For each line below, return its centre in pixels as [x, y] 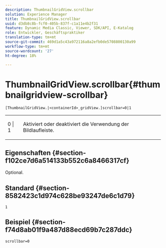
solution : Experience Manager [36, 14]
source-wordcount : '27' [30, 51]
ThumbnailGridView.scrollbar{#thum [83, 84]
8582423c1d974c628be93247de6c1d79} [70, 196]
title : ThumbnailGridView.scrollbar [43, 19]
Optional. [14, 172]
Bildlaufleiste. [39, 130]
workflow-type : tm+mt [27, 46]
